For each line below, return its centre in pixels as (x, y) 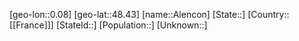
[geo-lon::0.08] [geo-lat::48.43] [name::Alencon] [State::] (127, 14)
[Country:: (268, 14)
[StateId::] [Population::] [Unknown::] (131, 25)
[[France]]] (31, 25)
